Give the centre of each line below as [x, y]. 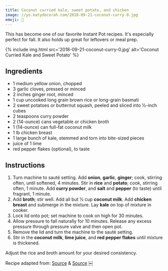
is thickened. [26, 243]
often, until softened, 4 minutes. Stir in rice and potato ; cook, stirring [85, 183]
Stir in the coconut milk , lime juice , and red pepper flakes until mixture [88, 237]
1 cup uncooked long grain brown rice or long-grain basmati [76, 100]
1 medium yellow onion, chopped [47, 84]
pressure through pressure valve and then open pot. [67, 227]
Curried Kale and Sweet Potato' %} [42, 55]
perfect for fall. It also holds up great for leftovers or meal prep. [72, 40]
